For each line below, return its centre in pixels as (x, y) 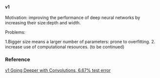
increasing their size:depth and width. (43, 23)
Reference (18, 59)
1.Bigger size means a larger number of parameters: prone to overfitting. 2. (80, 42)
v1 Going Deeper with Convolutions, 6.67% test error (58, 70)
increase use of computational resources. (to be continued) (65, 47)
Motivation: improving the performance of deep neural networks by (73, 18)
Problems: (15, 32)
